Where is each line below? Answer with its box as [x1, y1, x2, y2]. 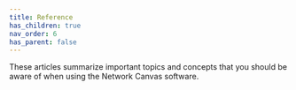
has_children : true [9, 21, 82, 30]
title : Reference [9, 12, 74, 22]
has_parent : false [9, 37, 77, 47]
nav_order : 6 [9, 29, 58, 38]
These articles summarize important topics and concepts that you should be [9, 62, 288, 72]
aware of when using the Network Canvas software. [9, 71, 199, 82]
